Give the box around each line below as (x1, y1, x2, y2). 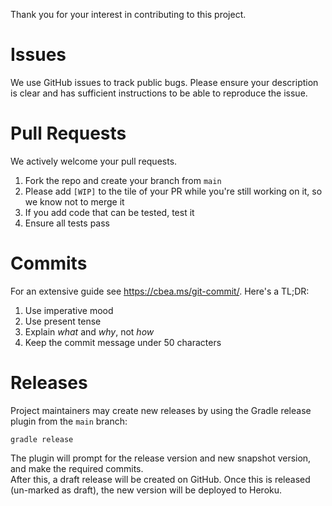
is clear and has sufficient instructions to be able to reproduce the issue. (10, 87, 308, 99)
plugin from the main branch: (10, 415, 128, 427)
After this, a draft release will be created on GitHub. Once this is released (10, 473, 311, 485)
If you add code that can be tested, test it (24, 206, 195, 218)
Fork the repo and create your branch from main (24, 174, 222, 186)
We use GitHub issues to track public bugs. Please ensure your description (10, 76, 319, 88)
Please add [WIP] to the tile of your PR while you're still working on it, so (24, 185, 323, 197)
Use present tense (24, 315, 102, 327)
